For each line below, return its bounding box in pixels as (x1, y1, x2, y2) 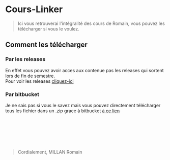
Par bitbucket (5, 90, 40, 98)
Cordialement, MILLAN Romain (17, 149, 82, 155)
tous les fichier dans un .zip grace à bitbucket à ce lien (5, 108, 120, 114)
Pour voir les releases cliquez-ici (5, 78, 74, 84)
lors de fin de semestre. (5, 73, 55, 79)
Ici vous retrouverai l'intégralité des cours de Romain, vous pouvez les (17, 20, 165, 26)
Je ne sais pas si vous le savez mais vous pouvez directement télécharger (5, 102, 161, 108)
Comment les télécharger (5, 41, 88, 49)
